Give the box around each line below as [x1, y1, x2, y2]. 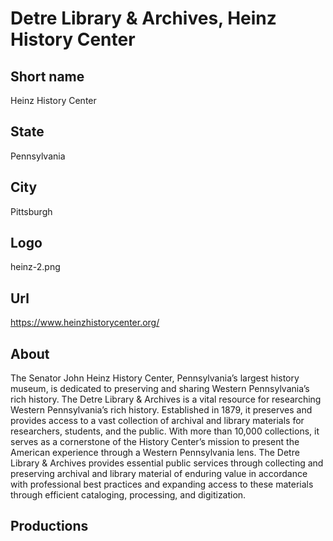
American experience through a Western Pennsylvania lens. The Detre [10, 447, 300, 459]
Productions [10, 518, 89, 535]
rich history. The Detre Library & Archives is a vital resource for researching [10, 393, 322, 406]
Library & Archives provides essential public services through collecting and [10, 457, 324, 469]
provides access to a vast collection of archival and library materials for [10, 415, 305, 427]
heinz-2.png [10, 261, 61, 273]
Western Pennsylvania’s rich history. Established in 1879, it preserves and [10, 404, 313, 416]
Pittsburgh [10, 205, 53, 217]
